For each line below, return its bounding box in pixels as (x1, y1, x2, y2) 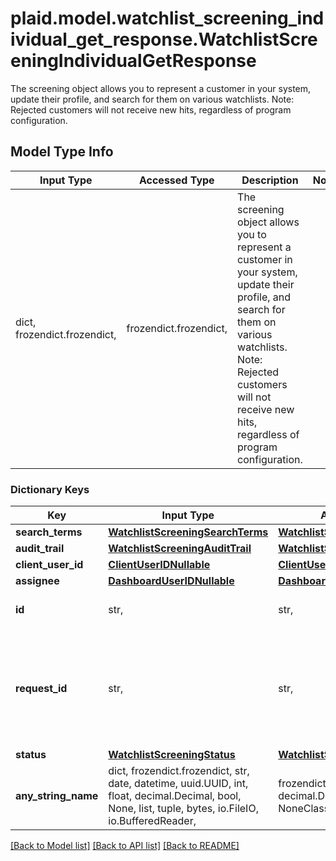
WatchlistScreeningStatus (108, 748, 236, 762)
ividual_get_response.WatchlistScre (10, 28, 318, 51)
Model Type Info (10, 143, 114, 161)
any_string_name (15, 789, 99, 803)
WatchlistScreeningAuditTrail (108, 542, 252, 556)
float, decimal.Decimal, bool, (108, 789, 242, 803)
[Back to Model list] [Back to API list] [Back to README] (10, 840, 240, 852)
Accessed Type (138, 173, 215, 187)
